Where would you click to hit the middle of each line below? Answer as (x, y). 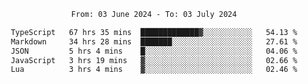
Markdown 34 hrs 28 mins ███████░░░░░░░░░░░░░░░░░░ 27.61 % (154, 41)
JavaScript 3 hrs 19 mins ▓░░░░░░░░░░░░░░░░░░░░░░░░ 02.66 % (154, 60)
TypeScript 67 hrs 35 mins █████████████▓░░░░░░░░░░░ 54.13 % (154, 32)
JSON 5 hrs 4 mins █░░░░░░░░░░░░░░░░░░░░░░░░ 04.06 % (154, 51)
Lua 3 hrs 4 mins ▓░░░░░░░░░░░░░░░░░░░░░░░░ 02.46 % (154, 70)
